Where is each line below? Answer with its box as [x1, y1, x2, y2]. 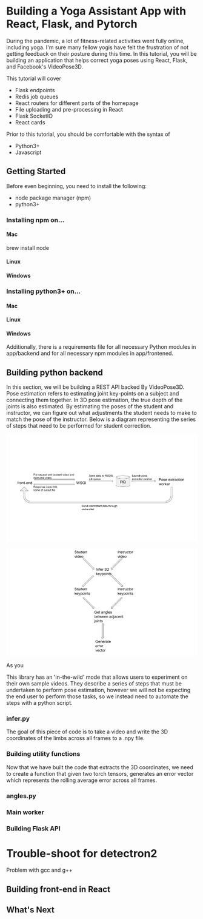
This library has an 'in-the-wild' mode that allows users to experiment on [6, 673, 188, 681]
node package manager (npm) [15, 194, 92, 201]
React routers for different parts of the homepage [15, 99, 139, 107]
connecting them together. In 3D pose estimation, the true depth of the [6, 396, 183, 404]
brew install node [6, 244, 50, 251]
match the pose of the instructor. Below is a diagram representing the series [6, 416, 196, 423]
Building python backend [6, 367, 103, 377]
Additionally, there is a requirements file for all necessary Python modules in [6, 343, 196, 351]
